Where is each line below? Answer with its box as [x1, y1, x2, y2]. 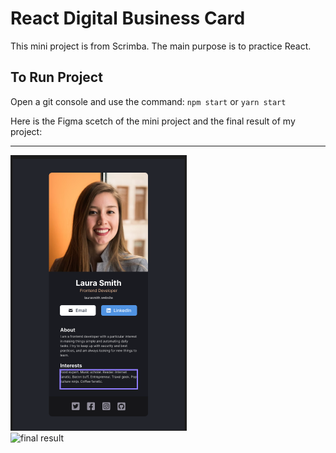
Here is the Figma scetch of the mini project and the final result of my [10, 115, 296, 127]
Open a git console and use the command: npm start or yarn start [10, 95, 287, 107]
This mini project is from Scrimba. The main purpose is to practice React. [10, 40, 312, 52]
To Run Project [10, 69, 103, 86]
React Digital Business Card [10, 7, 246, 30]
